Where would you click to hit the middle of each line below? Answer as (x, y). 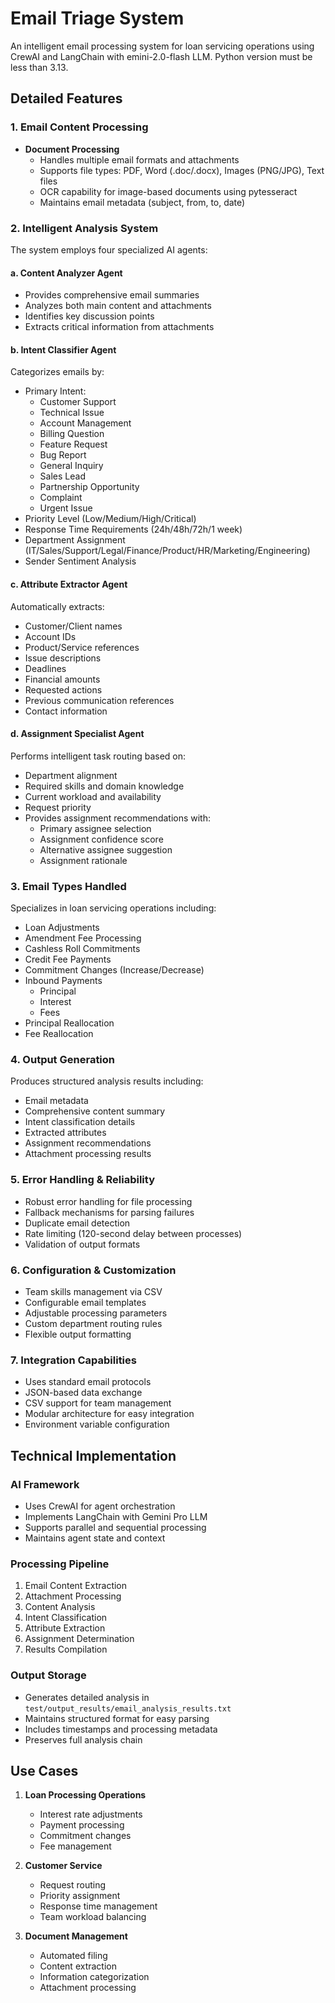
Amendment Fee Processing (83, 938)
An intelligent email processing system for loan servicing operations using (162, 46)
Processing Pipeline (60, 1564)
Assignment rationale (83, 860)
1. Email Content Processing (79, 127)
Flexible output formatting (78, 1334)
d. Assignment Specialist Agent (77, 734)
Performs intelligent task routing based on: (98, 756)
